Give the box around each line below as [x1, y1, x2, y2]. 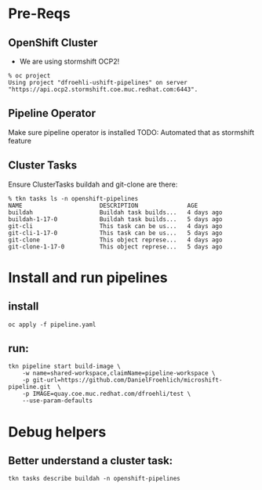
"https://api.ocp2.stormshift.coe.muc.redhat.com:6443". [8, 85, 198, 93]
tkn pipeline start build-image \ [8, 362, 122, 371]
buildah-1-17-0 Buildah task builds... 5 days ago [8, 215, 223, 223]
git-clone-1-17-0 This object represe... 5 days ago [8, 242, 223, 251]
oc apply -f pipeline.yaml [8, 321, 96, 328]
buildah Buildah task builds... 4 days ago [8, 209, 223, 216]
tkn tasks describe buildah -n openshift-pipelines [8, 475, 180, 483]
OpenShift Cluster [8, 36, 98, 49]
